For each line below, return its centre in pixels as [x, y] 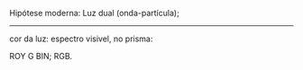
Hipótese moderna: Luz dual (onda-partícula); [95, 13]
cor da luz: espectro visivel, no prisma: [81, 39]
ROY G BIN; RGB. [41, 56]
